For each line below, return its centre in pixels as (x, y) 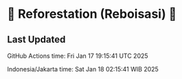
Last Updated (36, 39)
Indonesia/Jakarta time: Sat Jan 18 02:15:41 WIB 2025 (83, 69)
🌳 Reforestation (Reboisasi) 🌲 (92, 14)
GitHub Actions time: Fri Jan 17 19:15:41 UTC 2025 (78, 56)
